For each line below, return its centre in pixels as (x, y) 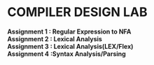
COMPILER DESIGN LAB (77, 12)
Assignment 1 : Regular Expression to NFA (69, 31)
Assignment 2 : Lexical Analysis (55, 38)
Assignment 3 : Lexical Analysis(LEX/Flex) (70, 46)
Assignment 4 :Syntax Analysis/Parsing (66, 54)
